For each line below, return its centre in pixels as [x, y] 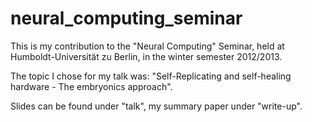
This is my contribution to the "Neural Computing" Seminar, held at [147, 46]
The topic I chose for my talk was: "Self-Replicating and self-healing [151, 76]
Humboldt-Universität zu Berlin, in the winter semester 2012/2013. [146, 56]
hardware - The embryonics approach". [91, 86]
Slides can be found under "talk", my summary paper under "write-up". [156, 106]
